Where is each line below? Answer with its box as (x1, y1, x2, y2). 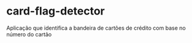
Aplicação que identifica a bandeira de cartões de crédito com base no (6, 24, 186, 31)
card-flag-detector (6, 4, 106, 18)
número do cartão (6, 30, 52, 38)
